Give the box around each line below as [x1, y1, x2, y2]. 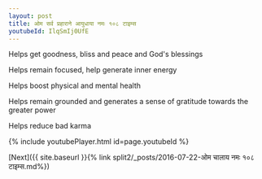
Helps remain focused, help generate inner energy [8, 65, 177, 75]
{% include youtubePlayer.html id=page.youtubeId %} [8, 137, 190, 146]
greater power [8, 105, 56, 115]
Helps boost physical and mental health [8, 81, 141, 90]
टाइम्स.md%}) [8, 162, 50, 172]
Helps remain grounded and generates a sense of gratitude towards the [8, 97, 249, 107]
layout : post [8, 11, 53, 20]
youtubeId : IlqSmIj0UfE [8, 27, 90, 35]
